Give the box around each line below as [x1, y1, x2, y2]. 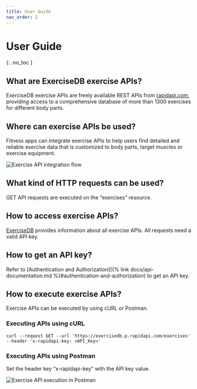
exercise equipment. [6, 150, 56, 157]
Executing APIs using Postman [6, 352, 96, 360]
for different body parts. [6, 104, 65, 112]
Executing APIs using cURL [6, 319, 85, 328]
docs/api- [130, 266, 154, 273]
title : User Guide [6, 8, 51, 15]
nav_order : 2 [6, 14, 38, 20]
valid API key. [6, 233, 39, 240]
